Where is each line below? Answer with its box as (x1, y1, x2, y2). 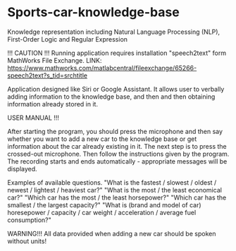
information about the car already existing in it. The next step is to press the (7, 142, 227, 150)
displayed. (7, 164, 37, 173)
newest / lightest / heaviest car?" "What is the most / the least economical (7, 185, 222, 194)
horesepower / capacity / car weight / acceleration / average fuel (7, 208, 197, 216)
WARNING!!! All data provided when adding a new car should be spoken (7, 229, 216, 238)
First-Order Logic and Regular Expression (7, 35, 128, 43)
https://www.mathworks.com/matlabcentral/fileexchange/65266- (7, 63, 197, 72)
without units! (7, 237, 47, 245)
